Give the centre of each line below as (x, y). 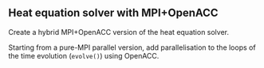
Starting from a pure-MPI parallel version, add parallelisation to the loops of (132, 47)
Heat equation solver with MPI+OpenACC (113, 13)
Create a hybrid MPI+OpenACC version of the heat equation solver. (119, 32)
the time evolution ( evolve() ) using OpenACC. (84, 55)
